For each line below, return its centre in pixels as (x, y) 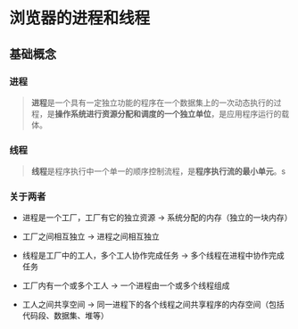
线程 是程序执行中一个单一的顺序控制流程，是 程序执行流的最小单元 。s (158, 171)
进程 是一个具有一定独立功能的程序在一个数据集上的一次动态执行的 (152, 103)
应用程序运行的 (254, 113)
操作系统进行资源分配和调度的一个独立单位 (133, 113)
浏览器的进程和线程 (80, 18)
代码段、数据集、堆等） (65, 316)
